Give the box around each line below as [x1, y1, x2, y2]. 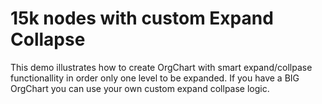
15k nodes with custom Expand [10, 7, 274, 30]
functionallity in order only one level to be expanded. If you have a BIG [10, 72, 300, 84]
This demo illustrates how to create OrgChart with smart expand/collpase [10, 61, 313, 73]
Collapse [10, 28, 86, 51]
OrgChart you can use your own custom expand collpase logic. [10, 82, 270, 94]
